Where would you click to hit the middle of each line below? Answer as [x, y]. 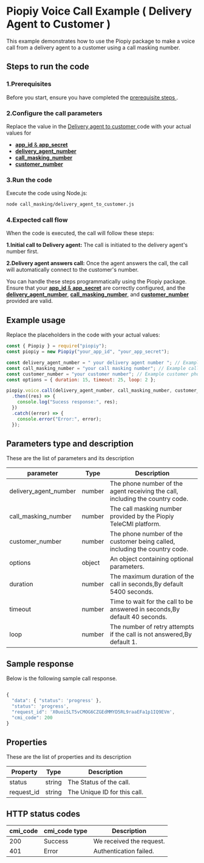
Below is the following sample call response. [62, 678]
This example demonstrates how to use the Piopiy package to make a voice [101, 41]
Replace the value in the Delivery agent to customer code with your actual [99, 126]
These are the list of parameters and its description [70, 458]
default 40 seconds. [138, 617]
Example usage [36, 320]
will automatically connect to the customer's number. [73, 270]
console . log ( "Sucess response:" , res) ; [68, 402]
